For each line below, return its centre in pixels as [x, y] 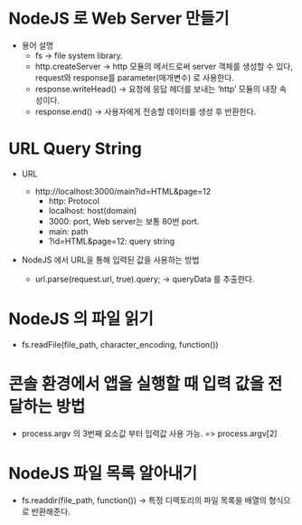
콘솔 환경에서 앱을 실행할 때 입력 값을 [136, 384]
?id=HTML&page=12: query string [112, 241]
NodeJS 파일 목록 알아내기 [103, 473]
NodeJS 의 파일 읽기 [81, 319]
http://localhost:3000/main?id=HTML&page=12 [123, 191]
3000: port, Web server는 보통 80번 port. [124, 221]
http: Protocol [74, 201]
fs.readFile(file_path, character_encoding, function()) [120, 344]
